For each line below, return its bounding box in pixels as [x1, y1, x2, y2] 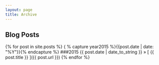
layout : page [5, 7, 33, 12]
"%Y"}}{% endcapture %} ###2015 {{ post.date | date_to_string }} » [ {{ [5, 49, 154, 55]
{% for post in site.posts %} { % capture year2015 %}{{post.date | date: [5, 43, 154, 50]
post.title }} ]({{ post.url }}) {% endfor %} [5, 54, 90, 60]
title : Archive [5, 12, 37, 17]
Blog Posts [5, 30, 40, 39]
